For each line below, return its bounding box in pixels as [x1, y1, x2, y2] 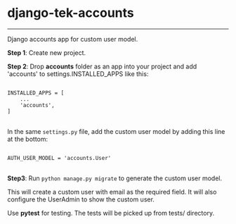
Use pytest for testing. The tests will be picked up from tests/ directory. [7, 209, 215, 217]
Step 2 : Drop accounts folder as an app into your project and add [7, 62, 197, 70]
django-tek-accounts [7, 5, 135, 21]
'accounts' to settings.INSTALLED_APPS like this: [7, 69, 149, 78]
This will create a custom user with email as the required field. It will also [7, 187, 217, 196]
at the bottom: [7, 135, 48, 143]
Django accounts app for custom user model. [7, 35, 138, 43]
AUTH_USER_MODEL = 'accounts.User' [7, 154, 112, 161]
